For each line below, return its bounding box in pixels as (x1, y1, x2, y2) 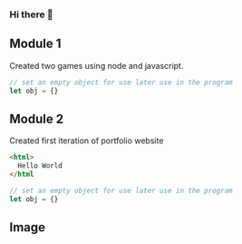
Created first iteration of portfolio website (9, 135, 164, 146)
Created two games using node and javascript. (9, 60, 184, 71)
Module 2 (9, 111, 64, 126)
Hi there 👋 (9, 8, 54, 21)
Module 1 (9, 36, 62, 52)
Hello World (17, 161, 63, 171)
